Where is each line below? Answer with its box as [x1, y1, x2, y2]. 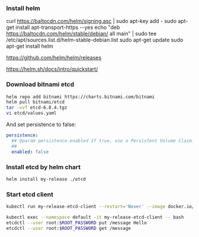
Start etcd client [6, 190, 53, 199]
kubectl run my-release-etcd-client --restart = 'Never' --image [6, 204, 166, 210]
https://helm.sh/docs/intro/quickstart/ [6, 66, 98, 73]
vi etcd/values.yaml [6, 111, 57, 116]
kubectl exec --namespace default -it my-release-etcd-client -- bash [6, 214, 184, 220]
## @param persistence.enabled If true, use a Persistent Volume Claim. [11, 138, 195, 144]
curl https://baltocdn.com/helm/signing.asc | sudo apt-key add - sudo [6, 18, 176, 25]
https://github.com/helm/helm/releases [6, 54, 102, 61]
